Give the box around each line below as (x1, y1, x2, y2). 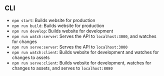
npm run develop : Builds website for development (11, 27, 113, 34)
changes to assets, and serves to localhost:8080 (11, 65, 113, 71)
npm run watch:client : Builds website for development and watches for (11, 49, 159, 55)
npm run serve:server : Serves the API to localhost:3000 (11, 43, 128, 49)
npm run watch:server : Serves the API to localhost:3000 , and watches (11, 33, 157, 39)
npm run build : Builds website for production (11, 22, 104, 28)
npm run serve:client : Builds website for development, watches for (11, 59, 151, 65)
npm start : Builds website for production (11, 17, 95, 23)
